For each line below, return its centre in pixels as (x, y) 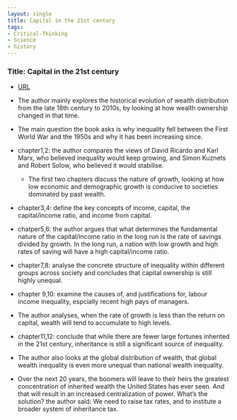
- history (22, 47)
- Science (22, 40)
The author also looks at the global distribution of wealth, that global (117, 358)
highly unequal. (40, 281)
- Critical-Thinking (38, 34)
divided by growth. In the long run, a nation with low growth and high (117, 244)
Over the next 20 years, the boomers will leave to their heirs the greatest (123, 379)
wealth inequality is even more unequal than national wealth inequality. (121, 366)
